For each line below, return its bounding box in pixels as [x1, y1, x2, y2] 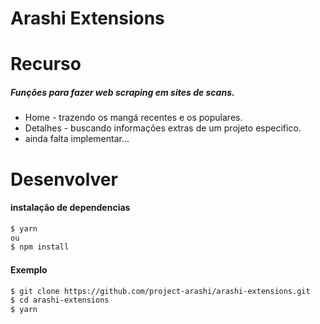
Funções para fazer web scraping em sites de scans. [10, 86, 235, 98]
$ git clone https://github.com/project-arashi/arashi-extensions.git [10, 286, 311, 296]
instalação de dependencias [10, 202, 131, 214]
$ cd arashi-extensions [10, 295, 110, 306]
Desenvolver [10, 168, 118, 191]
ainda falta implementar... [24, 133, 130, 145]
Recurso [10, 53, 82, 76]
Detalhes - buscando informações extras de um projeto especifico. [24, 122, 302, 134]
